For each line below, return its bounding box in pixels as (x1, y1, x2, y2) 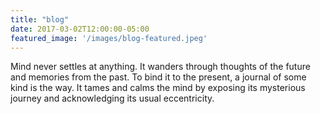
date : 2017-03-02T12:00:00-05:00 (10, 24, 150, 34)
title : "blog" (10, 14, 70, 25)
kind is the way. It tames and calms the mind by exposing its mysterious (10, 82, 306, 94)
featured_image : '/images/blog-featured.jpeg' (10, 33, 208, 43)
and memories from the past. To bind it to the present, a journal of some (10, 71, 307, 83)
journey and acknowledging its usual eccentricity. (10, 92, 215, 105)
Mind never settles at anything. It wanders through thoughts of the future (10, 61, 311, 73)
